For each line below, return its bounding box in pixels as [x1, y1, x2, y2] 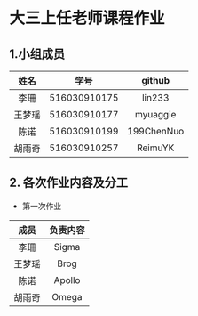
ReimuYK [136, 142, 175, 154]
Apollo [53, 273, 81, 286]
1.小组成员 [9, 46, 66, 61]
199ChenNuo [127, 126, 185, 137]
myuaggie [134, 109, 177, 120]
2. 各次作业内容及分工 [9, 175, 129, 190]
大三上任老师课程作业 [9, 8, 166, 28]
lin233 [141, 92, 170, 103]
